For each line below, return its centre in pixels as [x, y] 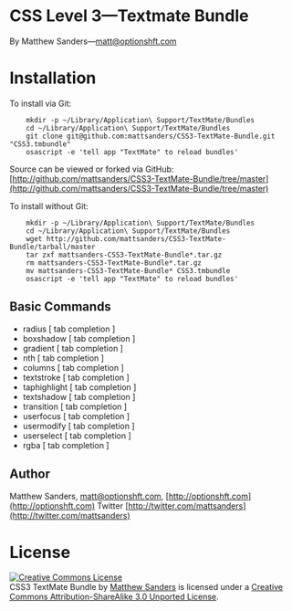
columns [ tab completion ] [73, 367]
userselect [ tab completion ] [77, 436]
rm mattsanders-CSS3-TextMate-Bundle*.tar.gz [114, 263]
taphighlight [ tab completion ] [79, 387]
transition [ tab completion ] [75, 406]
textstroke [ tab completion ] [76, 377]
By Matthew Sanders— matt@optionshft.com [93, 41]
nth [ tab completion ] [63, 358]
